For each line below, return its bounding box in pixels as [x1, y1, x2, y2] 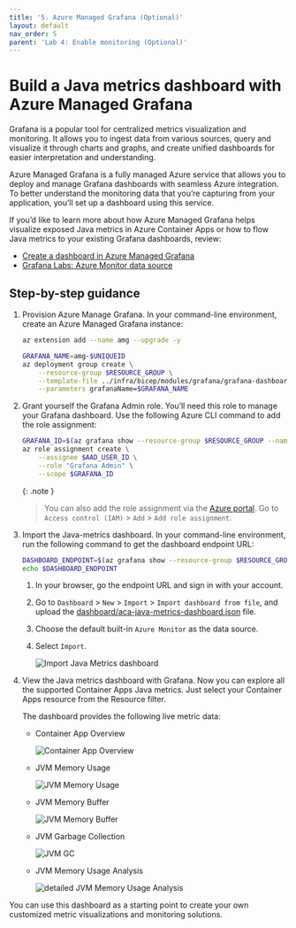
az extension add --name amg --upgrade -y [21, 336, 181, 344]
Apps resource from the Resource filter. [21, 694, 166, 705]
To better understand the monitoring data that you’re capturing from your [9, 188, 276, 199]
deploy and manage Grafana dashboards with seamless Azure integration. [9, 179, 279, 189]
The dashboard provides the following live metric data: [21, 711, 221, 722]
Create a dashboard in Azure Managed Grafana [21, 251, 195, 261]
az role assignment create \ [21, 445, 130, 454]
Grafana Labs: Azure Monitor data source [21, 260, 173, 271]
